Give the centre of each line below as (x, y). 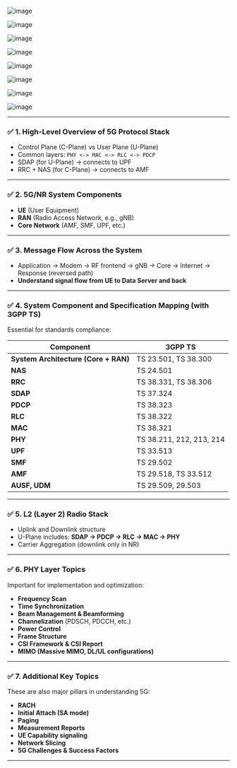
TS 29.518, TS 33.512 (174, 474)
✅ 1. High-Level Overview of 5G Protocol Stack (89, 132)
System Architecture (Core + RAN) (70, 359)
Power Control (39, 629)
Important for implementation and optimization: (76, 585)
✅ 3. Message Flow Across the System (75, 250)
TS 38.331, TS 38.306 (174, 382)
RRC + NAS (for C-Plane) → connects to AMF (83, 170)
